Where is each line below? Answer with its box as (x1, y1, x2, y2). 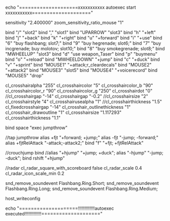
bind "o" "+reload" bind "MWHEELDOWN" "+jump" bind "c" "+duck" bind (5, 56, 160, 62)
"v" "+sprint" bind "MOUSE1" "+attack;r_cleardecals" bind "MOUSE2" (5, 62, 152, 68)
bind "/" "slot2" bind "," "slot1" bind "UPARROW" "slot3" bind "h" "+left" (5, 29, 156, 35)
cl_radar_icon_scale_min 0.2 (5, 170, 65, 176)
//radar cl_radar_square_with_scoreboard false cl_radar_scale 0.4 (5, 165, 143, 171)
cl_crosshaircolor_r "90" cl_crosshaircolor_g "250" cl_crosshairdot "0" (5, 88, 153, 93)
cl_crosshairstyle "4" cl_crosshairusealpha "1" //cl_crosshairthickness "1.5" (5, 99, 162, 105)
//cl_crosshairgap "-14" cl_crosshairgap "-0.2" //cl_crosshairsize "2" (5, 93, 149, 99)
